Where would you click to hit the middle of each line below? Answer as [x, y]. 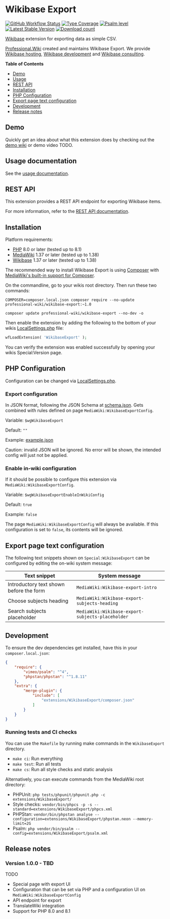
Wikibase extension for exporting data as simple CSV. [61, 39]
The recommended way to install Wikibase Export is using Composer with [82, 270]
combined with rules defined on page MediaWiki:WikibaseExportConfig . [79, 411]
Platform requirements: [29, 239]
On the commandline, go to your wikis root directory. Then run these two [81, 285]
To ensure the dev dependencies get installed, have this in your [71, 648]
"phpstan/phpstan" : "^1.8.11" [55, 677]
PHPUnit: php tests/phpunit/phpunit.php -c [59, 794]
